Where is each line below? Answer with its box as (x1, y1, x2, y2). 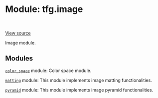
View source (5, 30, 31, 36)
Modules (5, 54, 33, 63)
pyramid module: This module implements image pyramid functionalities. (5, 86, 154, 93)
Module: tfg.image (5, 3, 83, 15)
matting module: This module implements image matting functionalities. (5, 77, 152, 83)
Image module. (5, 39, 36, 45)
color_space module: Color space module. (5, 67, 92, 73)
